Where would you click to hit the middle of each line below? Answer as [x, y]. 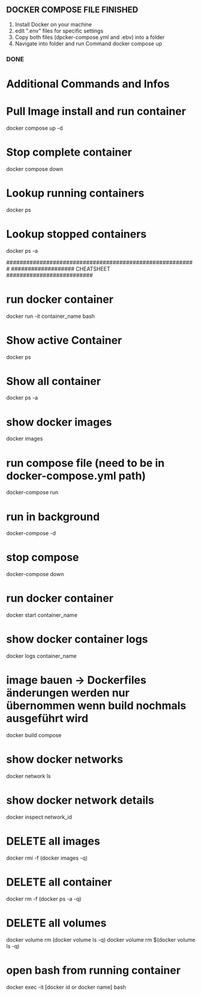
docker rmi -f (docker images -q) [47, 858]
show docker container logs [77, 639]
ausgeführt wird [47, 719]
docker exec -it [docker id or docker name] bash [66, 987]
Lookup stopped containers [76, 234]
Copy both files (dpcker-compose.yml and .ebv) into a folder [90, 37]
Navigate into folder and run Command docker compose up [88, 43]
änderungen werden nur [68, 693]
